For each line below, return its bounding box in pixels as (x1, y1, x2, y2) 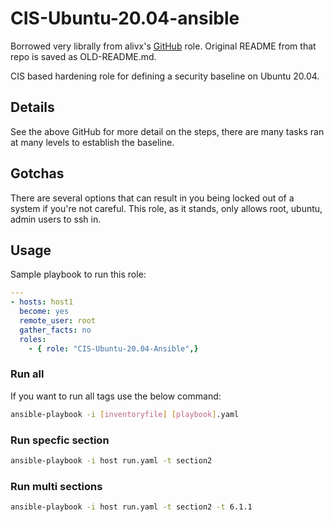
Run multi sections (10, 479, 103, 493)
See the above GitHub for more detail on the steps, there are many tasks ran (10, 125, 325, 137)
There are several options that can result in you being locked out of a (10, 192, 295, 204)
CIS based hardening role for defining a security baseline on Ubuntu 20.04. (10, 70, 320, 82)
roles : (19, 334, 47, 344)
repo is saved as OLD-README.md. (10, 50, 157, 62)
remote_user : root (19, 316, 97, 326)
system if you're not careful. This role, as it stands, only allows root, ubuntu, (10, 202, 323, 214)
